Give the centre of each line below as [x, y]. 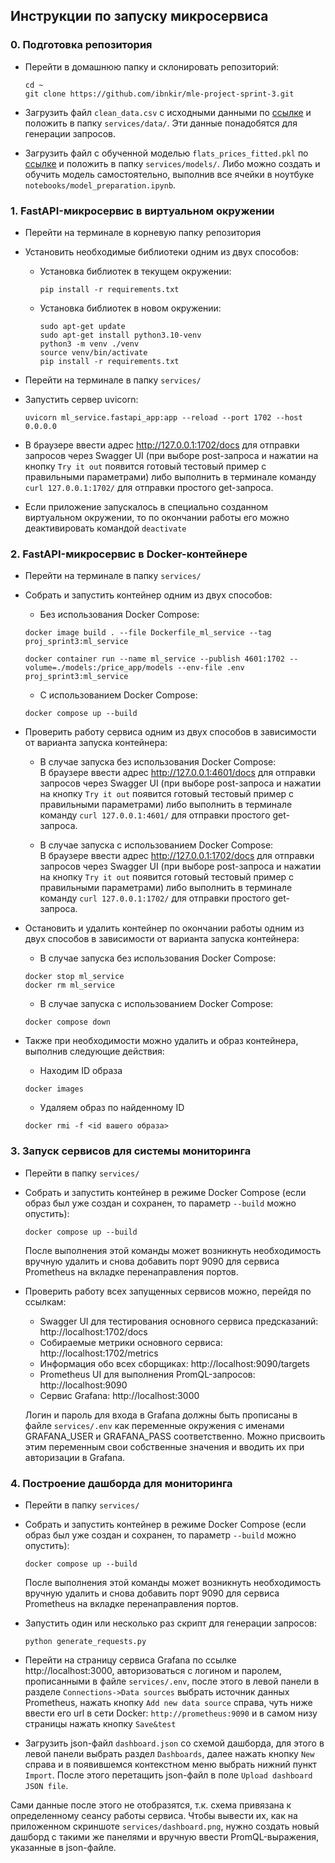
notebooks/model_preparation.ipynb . [100, 185]
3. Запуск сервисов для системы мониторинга [131, 1151]
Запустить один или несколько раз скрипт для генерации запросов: [171, 1623]
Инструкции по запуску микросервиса [139, 16]
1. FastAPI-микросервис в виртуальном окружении [142, 211]
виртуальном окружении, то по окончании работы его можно [157, 517]
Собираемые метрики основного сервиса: [131, 1342]
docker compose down [67, 1022]
